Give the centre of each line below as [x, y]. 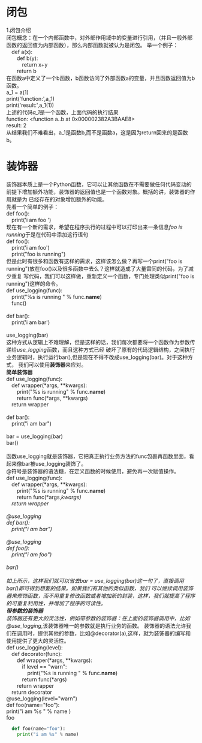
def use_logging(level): [34, 647]
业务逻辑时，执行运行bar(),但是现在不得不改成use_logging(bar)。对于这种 [97, 357]
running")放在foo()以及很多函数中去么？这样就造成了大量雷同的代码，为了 [97, 268]
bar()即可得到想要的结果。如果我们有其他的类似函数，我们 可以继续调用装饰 [100, 588]
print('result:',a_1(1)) [30, 105]
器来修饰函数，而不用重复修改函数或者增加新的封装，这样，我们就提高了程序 [101, 595]
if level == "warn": [44, 666]
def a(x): [22, 52]
